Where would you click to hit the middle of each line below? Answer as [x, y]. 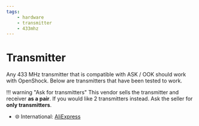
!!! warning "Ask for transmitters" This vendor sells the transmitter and [93, 93]
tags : [13, 12]
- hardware [31, 17]
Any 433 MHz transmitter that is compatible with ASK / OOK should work [96, 75]
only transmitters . [29, 105]
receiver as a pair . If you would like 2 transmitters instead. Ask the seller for [99, 99]
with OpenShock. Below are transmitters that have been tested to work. [94, 81]
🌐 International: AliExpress [48, 116]
